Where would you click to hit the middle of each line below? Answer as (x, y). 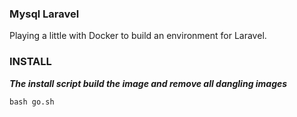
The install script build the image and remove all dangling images (148, 83)
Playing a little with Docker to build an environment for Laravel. (138, 36)
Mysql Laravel (44, 14)
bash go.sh (32, 102)
